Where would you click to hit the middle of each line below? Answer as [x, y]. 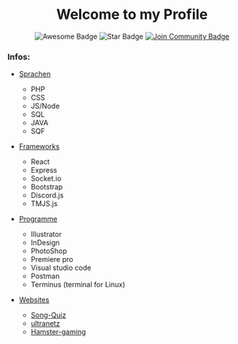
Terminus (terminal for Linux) [78, 285]
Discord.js [47, 196]
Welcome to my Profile [132, 15]
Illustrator [46, 234]
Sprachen [35, 74]
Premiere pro [52, 260]
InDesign [45, 243]
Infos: [19, 57]
